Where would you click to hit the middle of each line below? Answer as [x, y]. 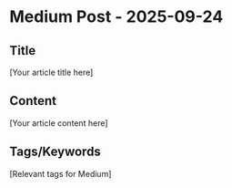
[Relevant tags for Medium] [61, 173]
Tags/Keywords [55, 152]
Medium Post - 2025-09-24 [116, 17]
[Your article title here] [51, 72]
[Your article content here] [59, 123]
